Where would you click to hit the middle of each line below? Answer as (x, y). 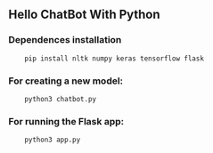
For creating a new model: (66, 81)
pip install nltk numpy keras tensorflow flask (114, 58)
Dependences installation (65, 40)
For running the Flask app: (66, 121)
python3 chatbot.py (61, 99)
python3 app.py (53, 140)
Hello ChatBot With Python (85, 15)
